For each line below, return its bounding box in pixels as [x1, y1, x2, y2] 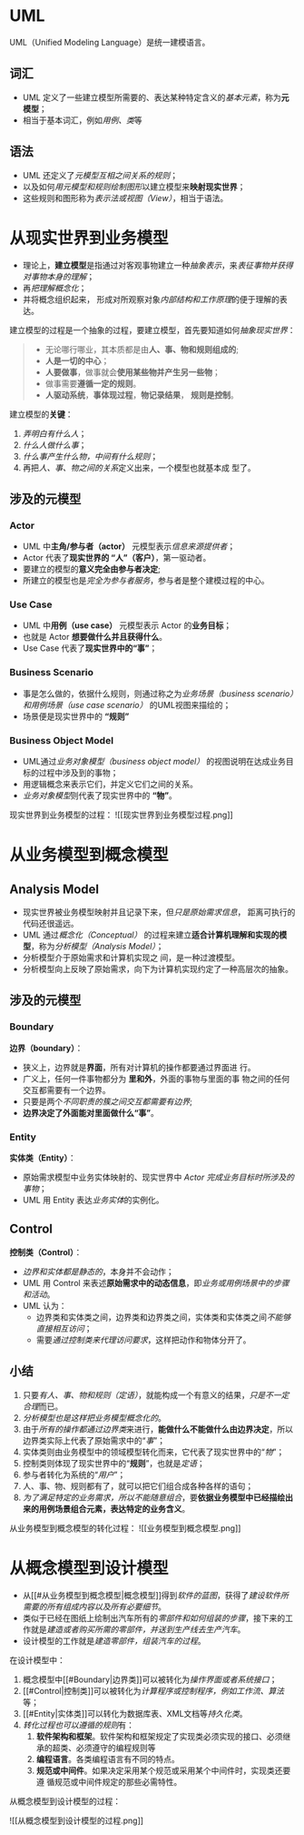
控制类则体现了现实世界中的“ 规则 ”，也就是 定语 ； [22, 1457, 206, 1468]
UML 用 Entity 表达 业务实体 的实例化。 [22, 1194, 164, 1206]
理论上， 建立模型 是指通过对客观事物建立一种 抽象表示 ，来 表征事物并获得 [22, 259, 293, 270]
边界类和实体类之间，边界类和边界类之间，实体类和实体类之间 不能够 [35, 1312, 291, 1323]
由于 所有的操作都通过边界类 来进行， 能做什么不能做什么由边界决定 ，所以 [22, 1424, 293, 1435]
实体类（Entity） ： [9, 1152, 77, 1163]
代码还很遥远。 [22, 918, 79, 929]
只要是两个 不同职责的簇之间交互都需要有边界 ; [22, 1096, 193, 1107]
